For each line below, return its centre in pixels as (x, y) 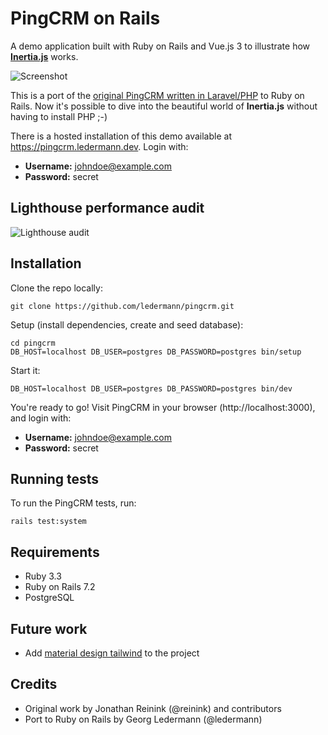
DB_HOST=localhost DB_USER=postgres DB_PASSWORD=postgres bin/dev (151, 388)
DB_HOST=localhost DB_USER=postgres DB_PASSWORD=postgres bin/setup (156, 352)
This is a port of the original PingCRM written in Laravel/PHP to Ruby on (157, 95)
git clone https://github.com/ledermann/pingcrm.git (122, 306)
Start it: (25, 370)
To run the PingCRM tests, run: (73, 503)
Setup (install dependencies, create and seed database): (127, 324)
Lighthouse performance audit (107, 208)
